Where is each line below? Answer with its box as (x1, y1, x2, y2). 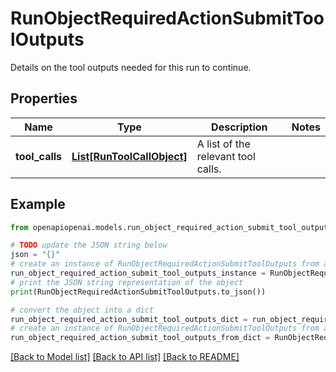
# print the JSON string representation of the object (10, 277, 244, 287)
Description (211, 120, 268, 134)
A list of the (196, 137, 251, 151)
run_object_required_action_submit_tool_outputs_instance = (10, 268, 267, 279)
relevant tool (196, 149, 256, 163)
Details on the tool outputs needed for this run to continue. (10, 61, 252, 73)
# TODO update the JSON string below (10, 240, 168, 251)
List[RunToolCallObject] (71, 149, 188, 163)
